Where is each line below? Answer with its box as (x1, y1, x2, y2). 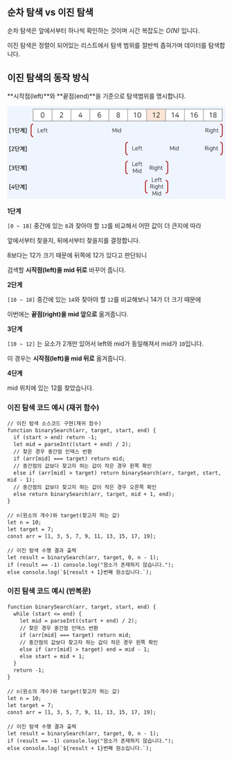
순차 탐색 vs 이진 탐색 (7, 6, 93, 19)
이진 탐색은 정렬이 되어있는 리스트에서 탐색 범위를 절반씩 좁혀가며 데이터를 (7, 41, 207, 49)
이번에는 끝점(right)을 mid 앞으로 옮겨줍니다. (7, 309, 129, 318)
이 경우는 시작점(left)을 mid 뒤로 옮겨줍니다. (7, 354, 126, 362)
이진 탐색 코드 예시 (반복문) (7, 586, 91, 596)
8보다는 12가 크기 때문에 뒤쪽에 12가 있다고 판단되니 (7, 250, 148, 259)
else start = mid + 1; (19, 653, 85, 660)
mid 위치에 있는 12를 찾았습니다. (7, 384, 94, 392)
